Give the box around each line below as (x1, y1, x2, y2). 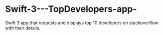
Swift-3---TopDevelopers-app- (5, 3, 137, 15)
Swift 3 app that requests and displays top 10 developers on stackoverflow (5, 20, 159, 26)
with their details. (5, 25, 41, 31)
